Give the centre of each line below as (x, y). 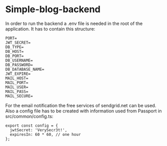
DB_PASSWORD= (19, 65)
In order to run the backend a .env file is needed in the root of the (74, 23)
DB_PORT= (15, 56)
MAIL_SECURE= (19, 96)
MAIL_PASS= (17, 92)
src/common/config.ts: (29, 116)
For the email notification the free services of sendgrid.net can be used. (81, 105)
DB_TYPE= (15, 47)
